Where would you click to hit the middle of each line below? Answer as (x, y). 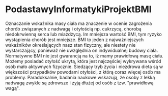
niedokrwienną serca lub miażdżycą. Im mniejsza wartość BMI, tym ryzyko (83, 34)
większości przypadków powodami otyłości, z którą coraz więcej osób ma (83, 72)
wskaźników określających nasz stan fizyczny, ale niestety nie (71, 45)
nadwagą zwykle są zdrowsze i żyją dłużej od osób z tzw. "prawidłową (79, 83)
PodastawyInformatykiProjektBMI (78, 9)
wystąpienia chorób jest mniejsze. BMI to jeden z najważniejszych (75, 40)
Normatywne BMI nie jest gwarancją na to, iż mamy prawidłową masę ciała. (85, 56)
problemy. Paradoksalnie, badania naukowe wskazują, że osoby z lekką (80, 77)
